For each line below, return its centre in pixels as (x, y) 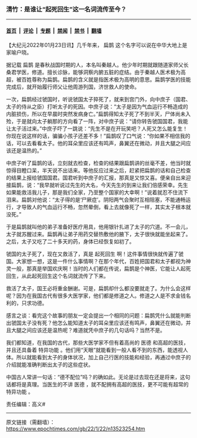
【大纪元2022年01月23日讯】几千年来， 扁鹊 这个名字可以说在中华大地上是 (97, 45)
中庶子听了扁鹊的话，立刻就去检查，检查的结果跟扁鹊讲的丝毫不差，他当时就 (98, 163)
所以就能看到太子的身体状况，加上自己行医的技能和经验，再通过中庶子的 (103, 357)
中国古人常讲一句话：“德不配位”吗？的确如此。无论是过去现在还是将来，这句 (98, 377)
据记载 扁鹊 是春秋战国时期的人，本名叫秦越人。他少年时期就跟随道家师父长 (97, 64)
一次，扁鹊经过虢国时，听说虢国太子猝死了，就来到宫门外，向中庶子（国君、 (98, 99)
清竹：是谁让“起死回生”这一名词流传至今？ (67, 9)
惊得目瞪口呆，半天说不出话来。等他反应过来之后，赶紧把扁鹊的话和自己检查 (98, 170)
